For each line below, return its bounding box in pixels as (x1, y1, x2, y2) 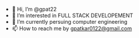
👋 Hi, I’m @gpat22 (11, 6, 57, 12)
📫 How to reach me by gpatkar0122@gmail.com (11, 25, 132, 32)
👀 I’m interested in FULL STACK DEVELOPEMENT (11, 12, 134, 19)
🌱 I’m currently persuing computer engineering (11, 18, 128, 25)
